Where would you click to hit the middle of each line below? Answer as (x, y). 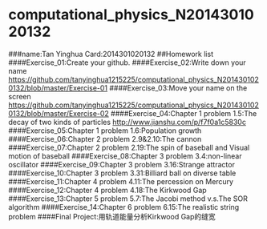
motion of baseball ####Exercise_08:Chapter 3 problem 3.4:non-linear (125, 156)
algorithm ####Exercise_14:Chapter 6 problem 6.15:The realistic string (124, 207)
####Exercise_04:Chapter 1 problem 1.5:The (184, 113)
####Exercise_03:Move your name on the (178, 88)
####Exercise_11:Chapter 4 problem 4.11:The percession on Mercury (121, 181)
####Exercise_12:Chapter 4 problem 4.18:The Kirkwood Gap (107, 190)
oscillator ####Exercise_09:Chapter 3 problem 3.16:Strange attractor (121, 164)
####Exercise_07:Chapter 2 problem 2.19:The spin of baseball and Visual (129, 147)
